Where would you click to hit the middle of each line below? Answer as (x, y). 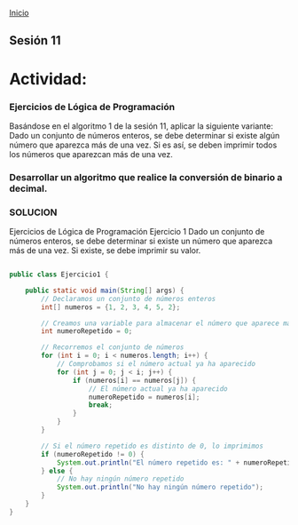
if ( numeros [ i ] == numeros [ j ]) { (134, 380)
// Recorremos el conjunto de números (113, 347)
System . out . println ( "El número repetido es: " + (148, 462)
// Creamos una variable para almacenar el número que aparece (160, 323)
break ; (101, 405)
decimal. (28, 188)
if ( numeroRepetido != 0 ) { (93, 454)
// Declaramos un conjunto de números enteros (129, 298)
